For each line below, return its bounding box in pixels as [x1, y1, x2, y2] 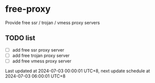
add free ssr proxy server [12, 47, 64, 53]
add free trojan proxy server [12, 53, 70, 58]
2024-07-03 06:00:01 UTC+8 [5, 73, 66, 79]
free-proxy [5, 3, 51, 15]
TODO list [5, 34, 36, 42]
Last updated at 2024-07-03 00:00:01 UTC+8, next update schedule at [5, 68, 150, 74]
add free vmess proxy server [12, 58, 72, 64]
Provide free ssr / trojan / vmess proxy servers [5, 20, 100, 26]
